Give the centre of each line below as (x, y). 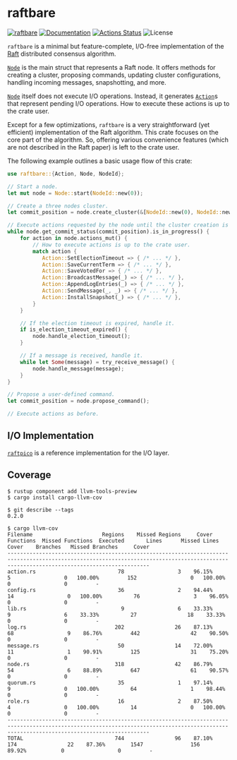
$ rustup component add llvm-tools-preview (72, 491)
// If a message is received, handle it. (81, 356)
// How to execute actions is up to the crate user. (112, 245)
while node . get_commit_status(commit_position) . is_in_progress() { (109, 232)
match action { (55, 251)
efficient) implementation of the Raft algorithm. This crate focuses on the (113, 132)
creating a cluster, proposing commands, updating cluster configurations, (114, 75)
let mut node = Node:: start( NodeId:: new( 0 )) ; (75, 193)
